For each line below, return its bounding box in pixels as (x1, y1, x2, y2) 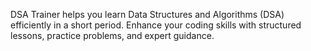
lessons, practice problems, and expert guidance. (10, 30, 215, 41)
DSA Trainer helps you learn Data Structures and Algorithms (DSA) (10, 9, 285, 20)
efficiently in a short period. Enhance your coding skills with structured (10, 19, 302, 31)
